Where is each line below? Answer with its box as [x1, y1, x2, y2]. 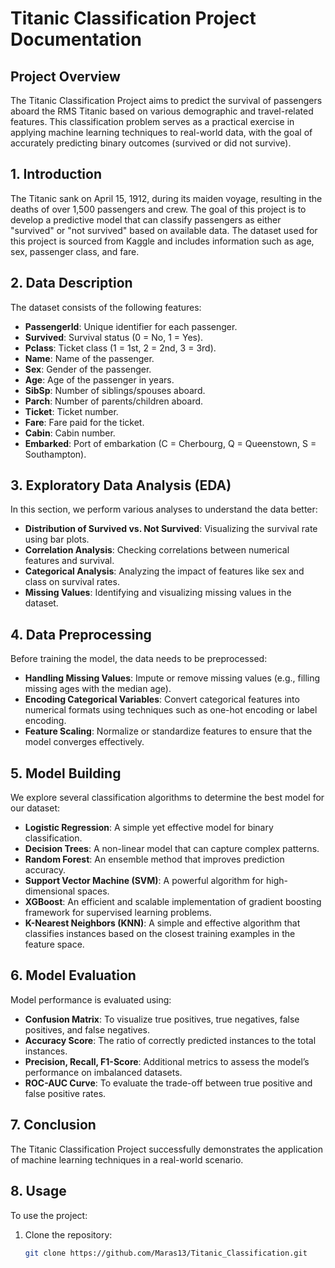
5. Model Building [10, 765, 122, 782]
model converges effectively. [24, 736, 145, 748]
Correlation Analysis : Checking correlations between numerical [24, 544, 290, 556]
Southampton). [24, 448, 87, 460]
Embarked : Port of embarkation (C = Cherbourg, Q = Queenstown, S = [24, 437, 317, 449]
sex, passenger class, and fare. [10, 245, 140, 257]
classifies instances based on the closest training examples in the [24, 928, 296, 940]
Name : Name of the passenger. [24, 352, 155, 364]
